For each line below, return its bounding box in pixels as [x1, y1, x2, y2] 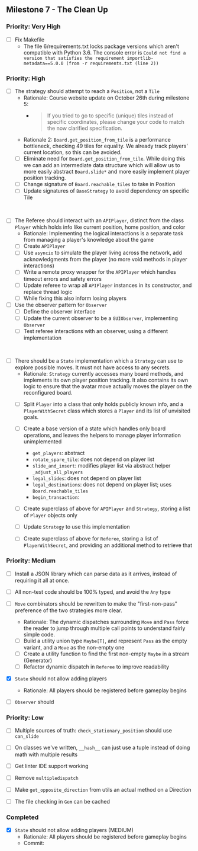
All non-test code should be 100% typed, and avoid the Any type [14, 588, 171, 595]
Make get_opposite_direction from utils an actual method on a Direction [14, 786, 191, 793]
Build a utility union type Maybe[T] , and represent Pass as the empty [23, 637, 187, 644]
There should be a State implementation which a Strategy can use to [14, 357, 183, 364]
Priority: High [6, 74, 46, 82]
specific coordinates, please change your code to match [47, 119, 184, 126]
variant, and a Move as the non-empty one [23, 644, 125, 651]
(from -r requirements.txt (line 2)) [66, 60, 159, 66]
